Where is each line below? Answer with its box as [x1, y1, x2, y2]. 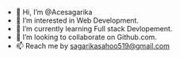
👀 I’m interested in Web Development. [15, 16, 139, 25]
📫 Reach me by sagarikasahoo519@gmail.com [15, 42, 170, 50]
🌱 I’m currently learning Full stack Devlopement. [15, 24, 173, 33]
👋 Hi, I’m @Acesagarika [15, 8, 93, 16]
